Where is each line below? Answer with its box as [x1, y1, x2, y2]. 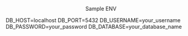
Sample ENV [85, 5, 117, 12]
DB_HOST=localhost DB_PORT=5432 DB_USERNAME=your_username [5, 17, 181, 23]
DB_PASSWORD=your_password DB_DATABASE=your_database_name [5, 23, 182, 30]
